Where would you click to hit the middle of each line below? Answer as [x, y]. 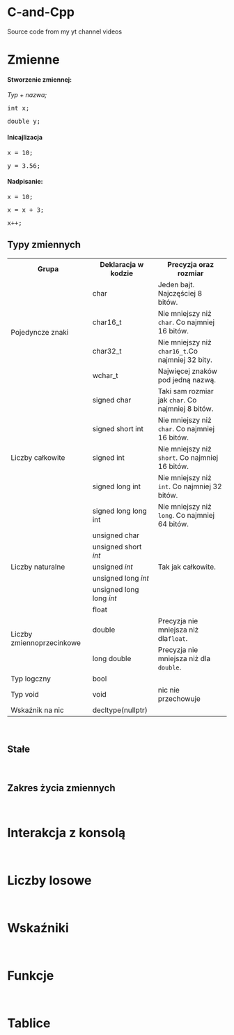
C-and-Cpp [41, 12]
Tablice [29, 1023]
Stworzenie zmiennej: [39, 79]
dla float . [173, 638]
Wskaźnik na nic [37, 710]
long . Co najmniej [186, 515]
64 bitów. [173, 523]
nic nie [169, 690]
